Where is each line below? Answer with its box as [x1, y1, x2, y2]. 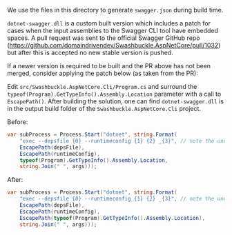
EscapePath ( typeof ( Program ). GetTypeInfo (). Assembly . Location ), [19, 214, 206, 221]
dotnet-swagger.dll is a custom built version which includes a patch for [7, 19, 211, 27]
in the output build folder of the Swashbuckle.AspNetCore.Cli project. [7, 105, 202, 112]
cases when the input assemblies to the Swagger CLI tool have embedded [7, 27, 219, 34]
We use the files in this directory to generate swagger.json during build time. [7, 6, 224, 14]
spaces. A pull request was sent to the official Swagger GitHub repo [7, 34, 200, 42]
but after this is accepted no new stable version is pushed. [7, 48, 174, 57]
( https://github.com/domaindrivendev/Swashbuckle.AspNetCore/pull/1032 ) [7, 41, 221, 49]
